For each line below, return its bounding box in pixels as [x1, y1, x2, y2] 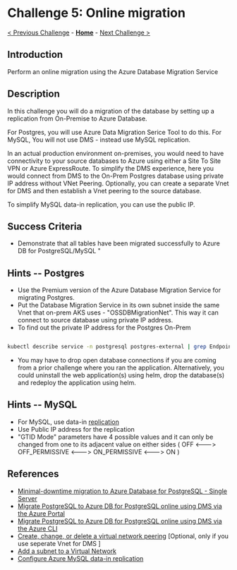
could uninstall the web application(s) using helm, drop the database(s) [17, 371, 225, 380]
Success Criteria [7, 220, 83, 232]
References [7, 468, 59, 480]
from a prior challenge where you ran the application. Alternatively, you [17, 363, 224, 372]
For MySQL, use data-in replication [17, 418, 120, 426]
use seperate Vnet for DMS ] [17, 539, 101, 547]
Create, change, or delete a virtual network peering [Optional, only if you [17, 531, 229, 540]
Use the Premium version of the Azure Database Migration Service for [17, 286, 221, 294]
